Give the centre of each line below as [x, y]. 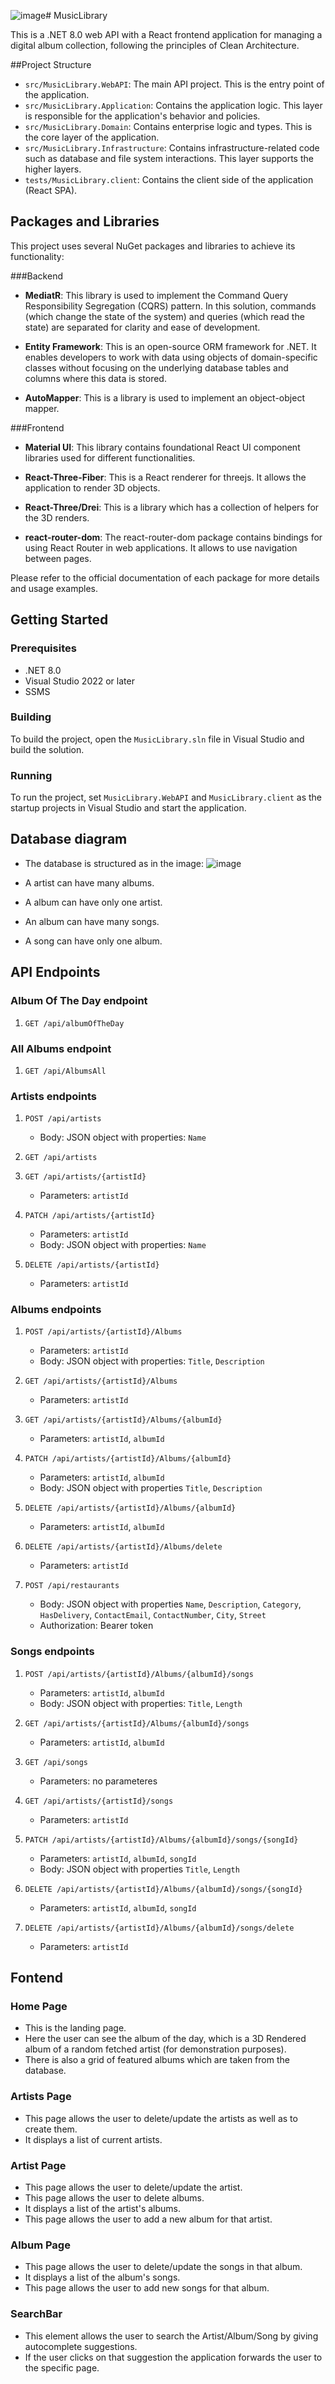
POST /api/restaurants [72, 1586]
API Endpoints [55, 972]
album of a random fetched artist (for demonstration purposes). [155, 2049]
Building [31, 717]
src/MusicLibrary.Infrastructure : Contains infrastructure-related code [172, 148]
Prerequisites [43, 648]
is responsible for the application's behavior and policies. [142, 116]
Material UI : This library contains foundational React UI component [162, 447]
